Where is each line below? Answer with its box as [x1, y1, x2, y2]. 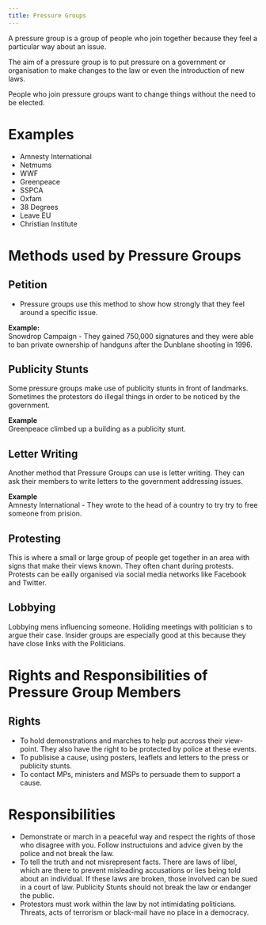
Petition [8, 278, 47, 291]
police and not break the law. [19, 848, 115, 858]
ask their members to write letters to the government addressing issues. [8, 477, 243, 486]
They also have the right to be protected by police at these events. [40, 744, 257, 753]
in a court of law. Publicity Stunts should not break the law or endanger [19, 882, 252, 892]
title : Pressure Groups [8, 11, 87, 20]
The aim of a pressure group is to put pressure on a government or [8, 57, 226, 67]
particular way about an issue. [8, 41, 107, 51]
